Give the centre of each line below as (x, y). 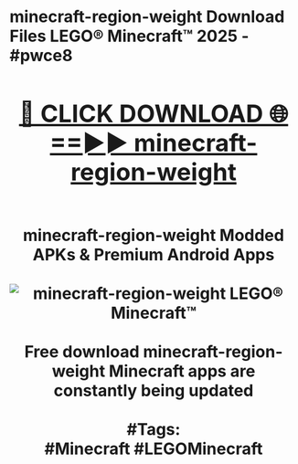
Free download (82, 351)
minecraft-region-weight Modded (154, 235)
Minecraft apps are (182, 371)
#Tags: (154, 429)
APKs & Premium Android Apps (154, 254)
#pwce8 (41, 56)
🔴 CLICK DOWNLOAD (141, 113)
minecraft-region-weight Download (147, 17)
